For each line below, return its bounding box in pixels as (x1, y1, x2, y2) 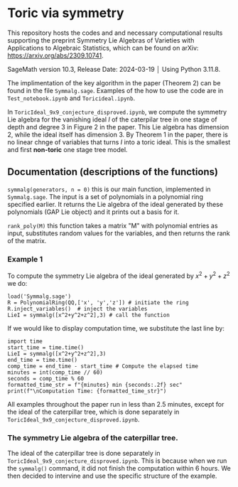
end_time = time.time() (7, 356, 78, 363)
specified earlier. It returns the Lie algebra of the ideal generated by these (7, 200, 224, 208)
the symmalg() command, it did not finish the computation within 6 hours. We (7, 464, 231, 472)
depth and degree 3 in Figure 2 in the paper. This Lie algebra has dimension (7, 122, 229, 131)
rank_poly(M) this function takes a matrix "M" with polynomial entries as (7, 221, 218, 230)
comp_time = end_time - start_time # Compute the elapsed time (7, 363, 199, 370)
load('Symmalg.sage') (7, 293, 72, 300)
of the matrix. (7, 236, 47, 245)
